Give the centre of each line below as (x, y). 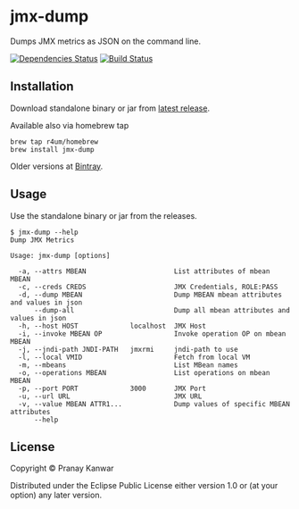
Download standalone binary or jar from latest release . (110, 108)
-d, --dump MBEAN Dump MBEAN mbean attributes (150, 295)
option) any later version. (56, 495)
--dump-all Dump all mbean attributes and (162, 310)
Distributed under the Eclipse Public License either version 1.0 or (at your (144, 486)
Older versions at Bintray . (57, 166)
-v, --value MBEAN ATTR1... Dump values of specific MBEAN (154, 404)
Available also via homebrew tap (70, 125)
